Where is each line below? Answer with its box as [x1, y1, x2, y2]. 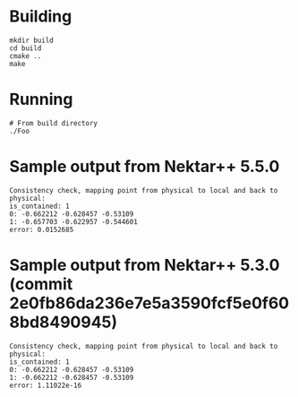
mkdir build [9, 36, 54, 45]
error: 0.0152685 [9, 225, 74, 234]
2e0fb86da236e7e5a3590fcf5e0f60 [9, 293, 289, 313]
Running [9, 90, 73, 109]
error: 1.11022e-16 [9, 381, 82, 390]
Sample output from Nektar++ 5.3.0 [9, 255, 280, 275]
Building [9, 6, 72, 27]
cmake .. [9, 51, 42, 60]
